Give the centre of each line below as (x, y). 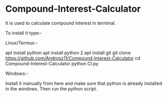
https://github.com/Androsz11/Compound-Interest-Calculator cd (73, 58)
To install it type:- (24, 33)
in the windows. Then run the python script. (51, 89)
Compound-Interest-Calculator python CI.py (52, 63)
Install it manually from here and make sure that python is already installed (84, 83)
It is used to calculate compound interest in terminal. (61, 23)
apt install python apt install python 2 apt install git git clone (68, 53)
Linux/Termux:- (22, 43)
